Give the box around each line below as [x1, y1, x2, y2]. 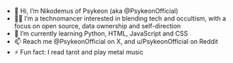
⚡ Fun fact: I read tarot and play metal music [13, 48, 144, 56]
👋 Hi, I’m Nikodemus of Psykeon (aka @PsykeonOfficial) [13, 7, 179, 15]
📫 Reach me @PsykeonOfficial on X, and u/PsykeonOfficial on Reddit [13, 38, 219, 45]
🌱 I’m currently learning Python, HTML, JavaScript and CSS [13, 29, 188, 38]
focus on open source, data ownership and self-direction [13, 22, 181, 30]
